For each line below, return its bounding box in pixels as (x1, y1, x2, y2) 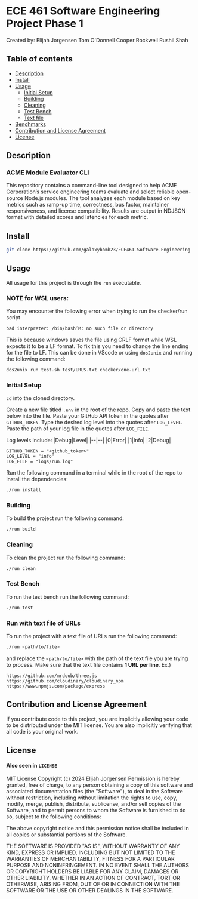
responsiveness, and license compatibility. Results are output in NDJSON (6, 207, 186, 214)
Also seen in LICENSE (6, 762, 58, 769)
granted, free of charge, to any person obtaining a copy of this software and (6, 781, 193, 789)
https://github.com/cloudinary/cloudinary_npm (6, 678, 124, 684)
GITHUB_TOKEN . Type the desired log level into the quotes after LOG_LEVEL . (6, 419, 183, 426)
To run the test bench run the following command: (6, 593, 129, 601)
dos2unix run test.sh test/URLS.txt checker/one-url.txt (6, 367, 151, 373)
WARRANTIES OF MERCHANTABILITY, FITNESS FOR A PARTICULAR (6, 855, 175, 863)
